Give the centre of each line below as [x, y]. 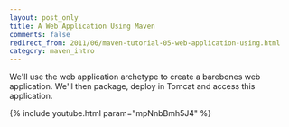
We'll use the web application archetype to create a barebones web [135, 77]
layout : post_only [44, 18]
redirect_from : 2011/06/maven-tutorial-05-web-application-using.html [145, 43]
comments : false [40, 34]
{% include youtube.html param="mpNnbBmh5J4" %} [111, 113]
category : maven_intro [52, 51]
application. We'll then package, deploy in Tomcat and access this [132, 86]
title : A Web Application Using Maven [82, 26]
